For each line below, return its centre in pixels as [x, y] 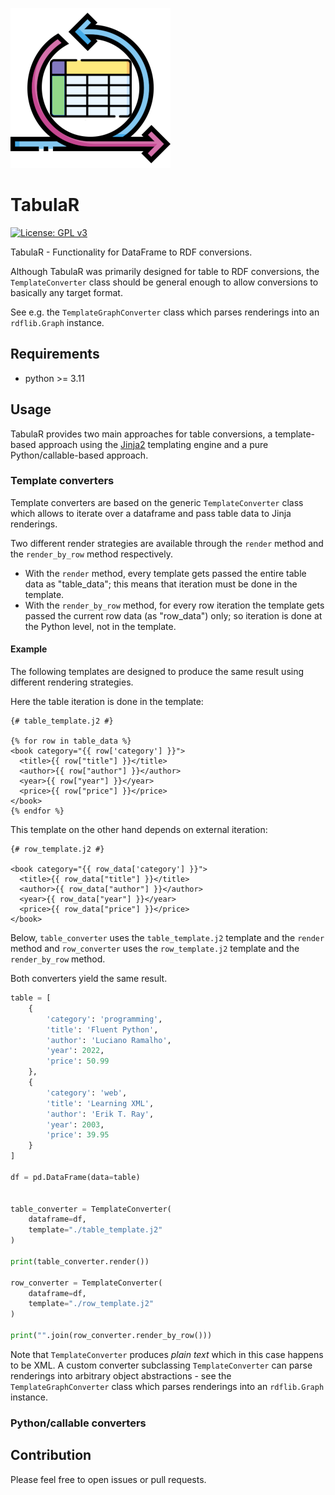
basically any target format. [66, 292]
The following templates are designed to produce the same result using [157, 672]
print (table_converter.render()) [80, 1261]
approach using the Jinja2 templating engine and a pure [153, 444]
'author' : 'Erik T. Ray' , [100, 1114]
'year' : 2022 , [75, 1051]
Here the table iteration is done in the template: [107, 702]
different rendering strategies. [72, 682]
